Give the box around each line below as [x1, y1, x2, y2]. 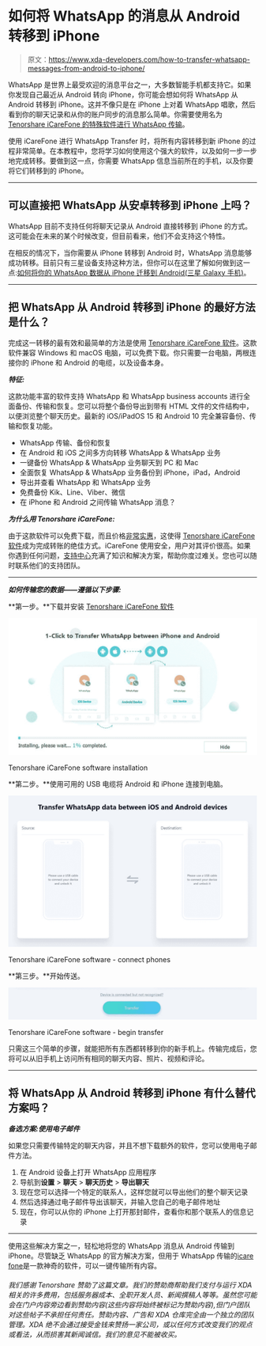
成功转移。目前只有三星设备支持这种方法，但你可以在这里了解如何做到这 [8, 258, 243, 267]
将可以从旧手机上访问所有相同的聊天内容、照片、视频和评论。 [8, 1053, 209, 1063]
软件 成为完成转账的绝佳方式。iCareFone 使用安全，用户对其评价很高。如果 [8, 540, 251, 550]
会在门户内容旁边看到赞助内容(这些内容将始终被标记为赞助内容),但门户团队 [8, 1300, 251, 1310]
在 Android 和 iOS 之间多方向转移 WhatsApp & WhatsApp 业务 [19, 448, 221, 457]
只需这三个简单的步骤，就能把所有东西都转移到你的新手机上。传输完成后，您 [8, 1044, 257, 1053]
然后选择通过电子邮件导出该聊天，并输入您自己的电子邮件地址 [19, 1196, 221, 1207]
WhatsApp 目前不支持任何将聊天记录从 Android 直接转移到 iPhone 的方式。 [8, 221, 253, 230]
